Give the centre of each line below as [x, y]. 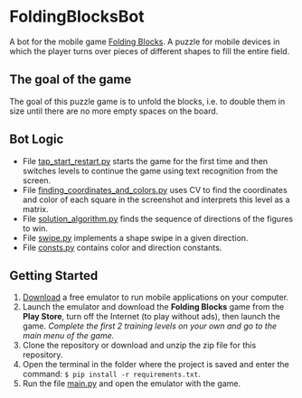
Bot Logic [37, 139]
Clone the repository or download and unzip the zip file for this [139, 346]
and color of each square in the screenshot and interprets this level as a [156, 199]
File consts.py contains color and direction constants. [122, 247]
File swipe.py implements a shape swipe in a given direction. [135, 237]
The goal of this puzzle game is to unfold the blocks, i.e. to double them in [147, 101]
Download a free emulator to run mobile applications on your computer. [156, 297]
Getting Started [54, 276]
